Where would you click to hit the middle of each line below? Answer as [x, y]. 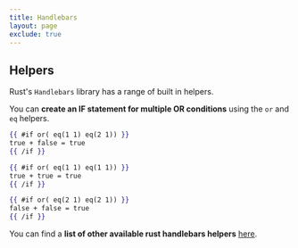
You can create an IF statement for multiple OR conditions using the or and [149, 109]
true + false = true [48, 144]
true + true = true [46, 176]
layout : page [33, 26]
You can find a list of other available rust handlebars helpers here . [133, 234]
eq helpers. [29, 119]
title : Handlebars [43, 17]
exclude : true [36, 34]
